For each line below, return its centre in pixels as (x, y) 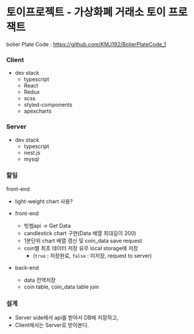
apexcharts (38, 111)
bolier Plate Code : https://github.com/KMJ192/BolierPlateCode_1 (86, 44)
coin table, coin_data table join (61, 287)
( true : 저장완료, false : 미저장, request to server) (92, 255)
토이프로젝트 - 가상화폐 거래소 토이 (86, 12)
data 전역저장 (40, 280)
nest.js (32, 152)
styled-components (48, 105)
